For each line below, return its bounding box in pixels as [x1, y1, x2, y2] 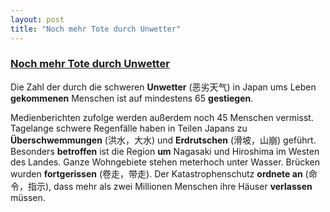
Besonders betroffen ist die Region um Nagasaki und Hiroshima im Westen [10, 145, 320, 157]
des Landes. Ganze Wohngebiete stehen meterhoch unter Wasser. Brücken [10, 156, 321, 168]
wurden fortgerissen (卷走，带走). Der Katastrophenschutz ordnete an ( [10, 167, 309, 180]
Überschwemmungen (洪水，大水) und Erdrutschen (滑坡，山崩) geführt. [10, 134, 317, 146]
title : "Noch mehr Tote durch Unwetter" [10, 24, 182, 34]
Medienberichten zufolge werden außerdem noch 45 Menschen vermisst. [10, 111, 314, 123]
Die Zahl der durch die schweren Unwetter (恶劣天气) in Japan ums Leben [10, 81, 317, 93]
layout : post [10, 14, 65, 25]
